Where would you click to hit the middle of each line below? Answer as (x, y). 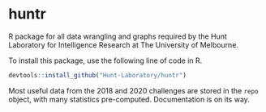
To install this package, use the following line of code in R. (105, 60)
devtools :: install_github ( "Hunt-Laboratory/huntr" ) (97, 75)
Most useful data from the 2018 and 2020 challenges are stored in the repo (133, 90)
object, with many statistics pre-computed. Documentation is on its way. (129, 99)
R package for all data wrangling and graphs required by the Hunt (118, 36)
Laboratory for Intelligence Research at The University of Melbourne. (124, 44)
